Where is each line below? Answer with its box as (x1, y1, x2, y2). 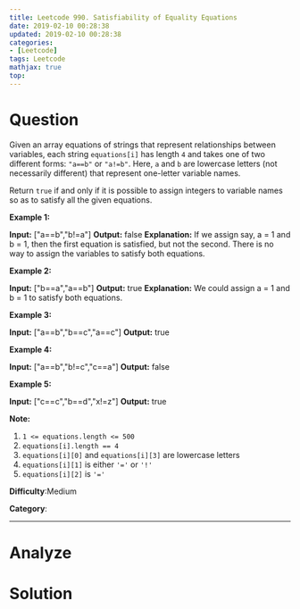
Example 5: (9, 379, 52, 389)
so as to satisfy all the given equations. (9, 194, 153, 205)
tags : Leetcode (9, 54, 66, 63)
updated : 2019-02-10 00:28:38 (9, 29, 122, 38)
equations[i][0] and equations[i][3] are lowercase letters (21, 449, 240, 460)
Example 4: (9, 344, 52, 355)
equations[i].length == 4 (21, 441, 119, 451)
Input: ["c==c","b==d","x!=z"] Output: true (9, 396, 167, 406)
